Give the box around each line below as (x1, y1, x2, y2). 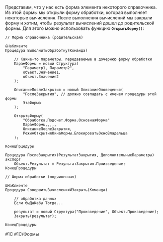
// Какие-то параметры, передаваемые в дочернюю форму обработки (14, 57, 153, 62)
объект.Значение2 (23, 74, 59, 79)
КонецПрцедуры (5, 144, 35, 149)
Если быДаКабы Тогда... (14, 201, 64, 206)
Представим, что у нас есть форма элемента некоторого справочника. (5, 4, 157, 10)
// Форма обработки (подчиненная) (5, 174, 77, 179)
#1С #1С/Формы (5, 231, 39, 237)
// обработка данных (14, 196, 57, 201)
